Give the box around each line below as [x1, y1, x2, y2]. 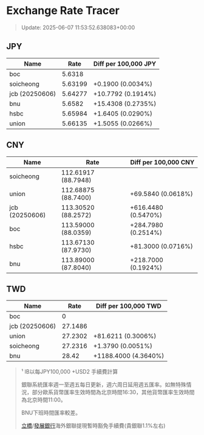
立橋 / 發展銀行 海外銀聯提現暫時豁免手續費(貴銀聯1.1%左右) [21, 422, 166, 430]
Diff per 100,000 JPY [93, 59, 157, 68]
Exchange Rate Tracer [6, 4, 120, 18]
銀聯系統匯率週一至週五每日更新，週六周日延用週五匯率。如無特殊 [21, 381, 186, 388]
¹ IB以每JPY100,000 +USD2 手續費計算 [21, 368, 118, 375]
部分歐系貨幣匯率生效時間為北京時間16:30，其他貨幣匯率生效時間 [32, 389, 195, 396]
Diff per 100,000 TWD [96, 302, 162, 310]
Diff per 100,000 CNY [130, 158, 195, 166]
